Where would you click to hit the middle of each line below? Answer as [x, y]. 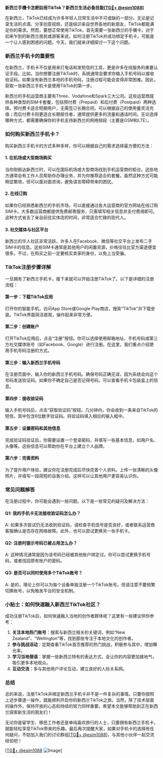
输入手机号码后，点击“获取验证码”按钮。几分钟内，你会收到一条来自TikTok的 [81, 410]
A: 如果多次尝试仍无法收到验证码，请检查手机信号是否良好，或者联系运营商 [80, 525]
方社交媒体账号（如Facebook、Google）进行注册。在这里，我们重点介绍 [77, 344]
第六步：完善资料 [22, 458]
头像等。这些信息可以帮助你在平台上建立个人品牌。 [56, 446]
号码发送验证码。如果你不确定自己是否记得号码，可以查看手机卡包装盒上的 [79, 380]
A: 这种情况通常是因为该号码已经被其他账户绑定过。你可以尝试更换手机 [76, 555]
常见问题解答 [20, 489]
